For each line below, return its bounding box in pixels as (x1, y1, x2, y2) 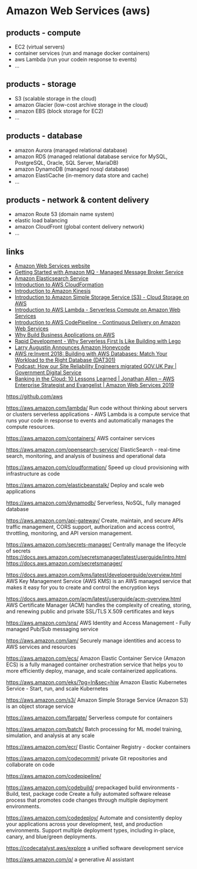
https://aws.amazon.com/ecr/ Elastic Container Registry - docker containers (6, 743, 191, 751)
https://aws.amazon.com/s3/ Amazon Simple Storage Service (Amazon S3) (6, 696, 189, 704)
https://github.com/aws (6, 393, 63, 400)
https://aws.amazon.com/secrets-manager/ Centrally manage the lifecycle (6, 541, 186, 548)
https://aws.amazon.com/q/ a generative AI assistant (6, 856, 134, 863)
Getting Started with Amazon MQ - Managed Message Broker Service (14, 269, 184, 276)
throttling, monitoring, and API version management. (6, 530, 133, 537)
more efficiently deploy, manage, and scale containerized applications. (6, 668, 178, 675)
